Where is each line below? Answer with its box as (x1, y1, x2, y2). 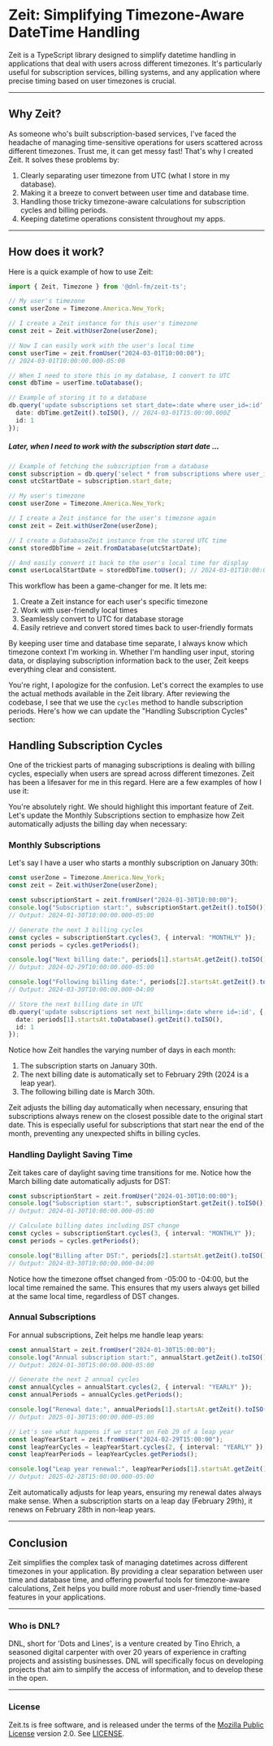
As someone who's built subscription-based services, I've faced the (8, 129, 237, 138)
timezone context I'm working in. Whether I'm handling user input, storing (8, 647, 254, 657)
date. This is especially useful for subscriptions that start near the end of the (8, 1120, 265, 1130)
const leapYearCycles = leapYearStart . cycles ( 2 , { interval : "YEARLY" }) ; (8, 1443, 267, 1451)
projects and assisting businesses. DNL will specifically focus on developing (8, 1656, 264, 1666)
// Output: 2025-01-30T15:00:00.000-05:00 (8, 1413, 154, 1421)
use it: (8, 786, 29, 796)
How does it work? (8, 245, 105, 259)
